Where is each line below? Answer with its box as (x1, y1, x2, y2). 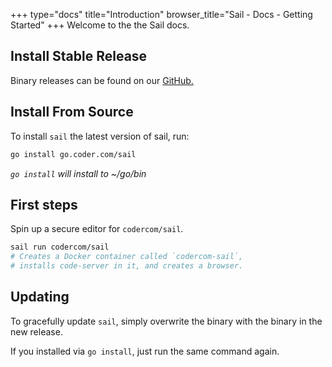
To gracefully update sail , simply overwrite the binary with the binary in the (10, 315, 323, 327)
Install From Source (10, 104, 134, 121)
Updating (10, 289, 70, 306)
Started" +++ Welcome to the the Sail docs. (10, 19, 190, 31)
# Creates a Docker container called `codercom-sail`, (10, 252, 244, 262)
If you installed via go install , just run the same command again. (10, 345, 280, 357)
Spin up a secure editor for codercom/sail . (10, 223, 184, 235)
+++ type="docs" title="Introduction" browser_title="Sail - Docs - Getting (10, 9, 313, 20)
